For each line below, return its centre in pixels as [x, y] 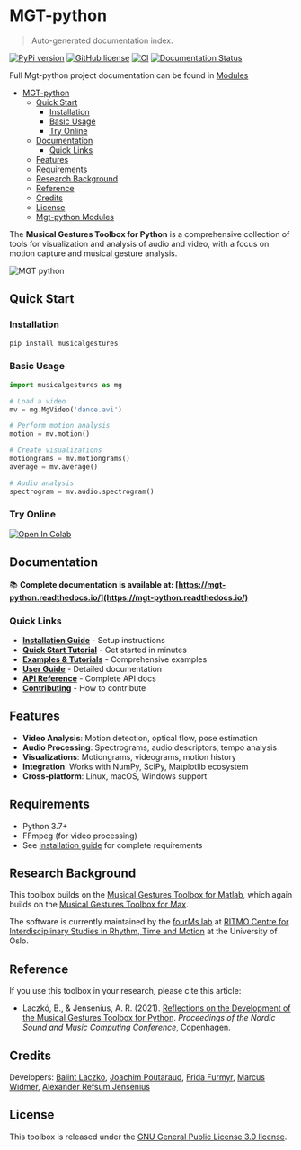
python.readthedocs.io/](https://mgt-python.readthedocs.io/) [129, 597]
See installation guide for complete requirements [112, 845]
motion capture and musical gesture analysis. [93, 253]
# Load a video [38, 401]
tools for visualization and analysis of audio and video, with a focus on [139, 243]
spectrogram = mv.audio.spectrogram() [82, 491]
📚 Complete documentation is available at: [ [94, 584]
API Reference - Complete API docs [89, 678]
